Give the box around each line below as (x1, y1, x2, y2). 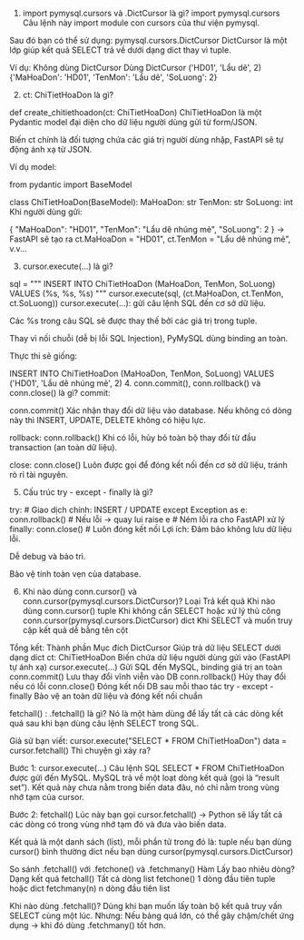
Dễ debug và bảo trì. (9, 551, 86, 561)
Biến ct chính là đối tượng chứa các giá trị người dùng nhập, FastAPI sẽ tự (9, 134, 284, 144)
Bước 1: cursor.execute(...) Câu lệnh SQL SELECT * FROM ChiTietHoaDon (9, 763, 285, 773)
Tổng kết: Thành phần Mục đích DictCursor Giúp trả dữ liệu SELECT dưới (9, 642, 281, 653)
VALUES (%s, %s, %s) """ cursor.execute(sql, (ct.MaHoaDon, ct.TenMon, (9, 288, 284, 299)
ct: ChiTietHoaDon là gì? (22, 90, 114, 100)
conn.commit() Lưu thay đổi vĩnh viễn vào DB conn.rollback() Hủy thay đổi (9, 671, 287, 682)
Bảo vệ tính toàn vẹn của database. (9, 569, 142, 579)
